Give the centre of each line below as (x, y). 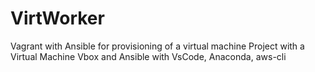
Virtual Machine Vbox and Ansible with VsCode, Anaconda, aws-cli (148, 56)
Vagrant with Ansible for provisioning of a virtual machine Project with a (157, 46)
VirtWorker (57, 18)
